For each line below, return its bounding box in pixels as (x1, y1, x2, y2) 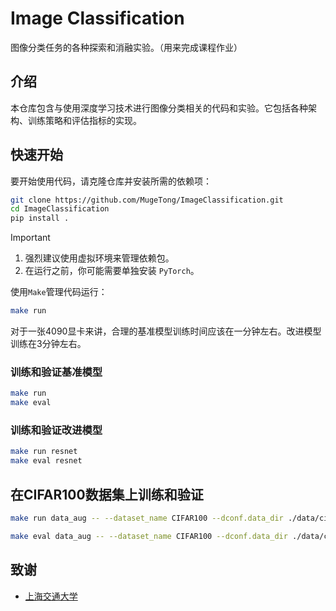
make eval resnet (10, 456, 83, 466)
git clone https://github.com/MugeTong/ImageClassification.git (10, 195, 284, 205)
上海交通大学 (24, 590, 78, 602)
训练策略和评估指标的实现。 (27, 114, 142, 126)
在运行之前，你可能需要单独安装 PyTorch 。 (24, 265, 200, 277)
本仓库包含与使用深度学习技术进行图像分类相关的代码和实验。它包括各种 (10, 102, 308, 114)
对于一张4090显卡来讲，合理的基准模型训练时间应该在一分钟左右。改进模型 (10, 325, 322, 337)
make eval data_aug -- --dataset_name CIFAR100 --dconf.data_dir (10, 531, 288, 541)
